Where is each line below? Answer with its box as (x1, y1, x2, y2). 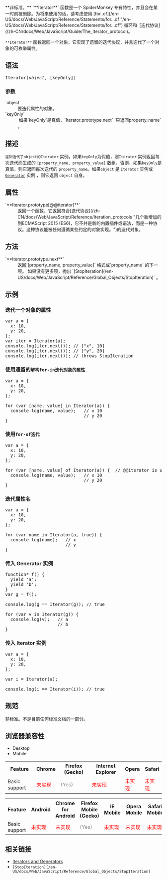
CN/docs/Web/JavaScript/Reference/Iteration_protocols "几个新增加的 (17, 214, 162, 220)
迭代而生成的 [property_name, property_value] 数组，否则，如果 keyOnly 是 (9, 160, 162, 166)
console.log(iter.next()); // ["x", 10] (5, 343, 105, 349)
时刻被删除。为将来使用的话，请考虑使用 (9, 11, 92, 16)
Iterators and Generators (12, 859, 63, 865)
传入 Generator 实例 (5, 560, 53, 567)
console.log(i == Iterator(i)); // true (5, 686, 105, 692)
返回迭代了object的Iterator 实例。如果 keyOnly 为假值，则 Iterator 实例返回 (5, 153, 156, 159)
